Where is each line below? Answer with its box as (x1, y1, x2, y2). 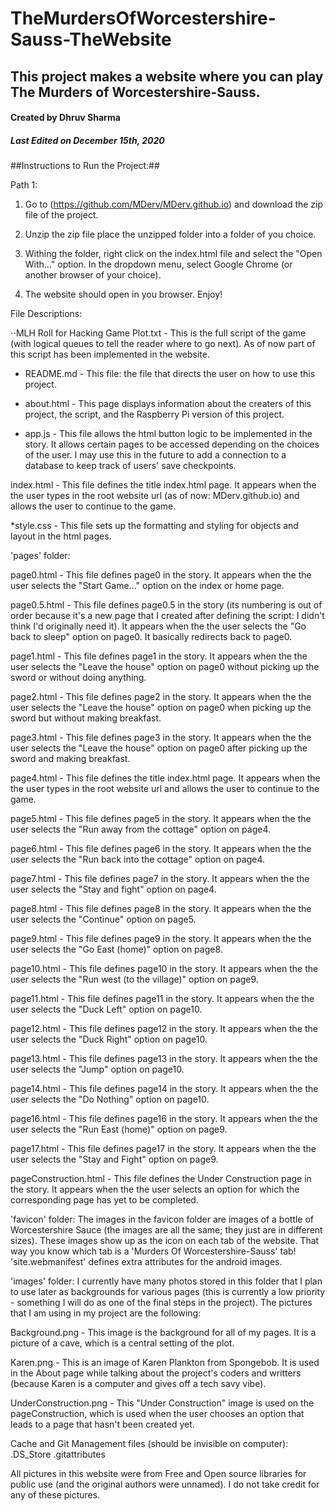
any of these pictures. (10, 1489, 101, 1501)
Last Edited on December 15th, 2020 (10, 134, 165, 146)
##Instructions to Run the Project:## (10, 160, 160, 172)
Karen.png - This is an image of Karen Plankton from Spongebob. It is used (10, 1357, 320, 1369)
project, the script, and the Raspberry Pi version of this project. (24, 408, 285, 421)
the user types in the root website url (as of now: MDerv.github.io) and (10, 490, 300, 502)
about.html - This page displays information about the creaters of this (24, 398, 312, 410)
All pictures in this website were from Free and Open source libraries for (10, 1468, 307, 1480)
